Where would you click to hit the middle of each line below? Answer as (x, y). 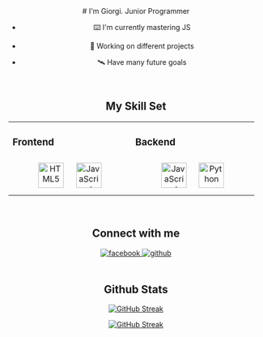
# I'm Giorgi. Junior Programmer (136, 11)
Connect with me (136, 234)
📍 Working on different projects (142, 46)
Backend (155, 143)
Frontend (34, 143)
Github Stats (136, 289)
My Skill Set (136, 107)
